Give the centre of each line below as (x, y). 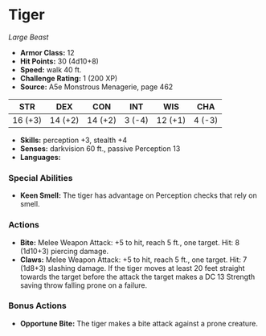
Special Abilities (41, 178)
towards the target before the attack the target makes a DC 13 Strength (137, 277)
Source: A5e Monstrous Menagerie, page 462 (96, 87)
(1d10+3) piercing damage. (64, 251)
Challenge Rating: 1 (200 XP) (69, 78)
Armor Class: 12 (47, 52)
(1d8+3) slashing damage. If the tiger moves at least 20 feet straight (132, 268)
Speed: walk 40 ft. (51, 69)
